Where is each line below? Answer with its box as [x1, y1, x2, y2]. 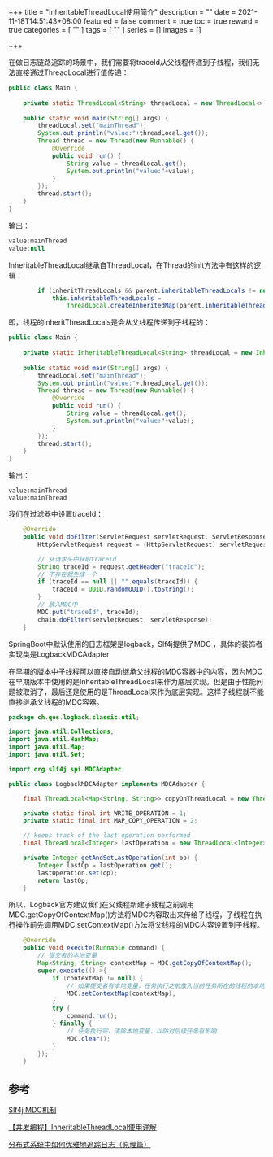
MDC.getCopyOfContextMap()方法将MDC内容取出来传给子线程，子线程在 [8, 910, 255, 919]
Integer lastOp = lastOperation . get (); [37, 861, 173, 869]
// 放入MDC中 [37, 600, 78, 609]
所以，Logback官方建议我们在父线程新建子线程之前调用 [8, 900, 195, 910]
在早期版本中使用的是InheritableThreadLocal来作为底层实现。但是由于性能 [8, 676, 257, 686]
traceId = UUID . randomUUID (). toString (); [51, 585, 195, 594]
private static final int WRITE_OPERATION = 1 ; [23, 809, 187, 818]
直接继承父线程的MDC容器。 [8, 696, 104, 706]
